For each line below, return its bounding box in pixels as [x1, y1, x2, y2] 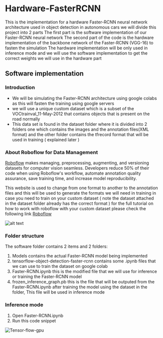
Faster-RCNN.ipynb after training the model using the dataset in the [12, 284, 147, 290]
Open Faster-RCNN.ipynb [12, 313, 64, 318]
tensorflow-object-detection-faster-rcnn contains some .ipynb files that [12, 258, 156, 264]
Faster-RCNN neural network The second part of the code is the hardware [5, 35, 154, 40]
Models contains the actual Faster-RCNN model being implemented [12, 253, 147, 259]
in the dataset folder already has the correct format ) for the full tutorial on [5, 200, 154, 206]
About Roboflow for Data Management [5, 149, 98, 156]
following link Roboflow [5, 211, 52, 217]
